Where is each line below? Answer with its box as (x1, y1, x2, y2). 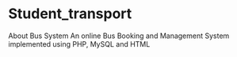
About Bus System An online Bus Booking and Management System (8, 31, 230, 40)
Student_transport (8, 5, 132, 23)
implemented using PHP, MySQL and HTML (8, 39, 151, 48)
